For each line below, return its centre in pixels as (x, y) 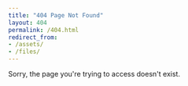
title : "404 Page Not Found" (56, 15)
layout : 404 (28, 23)
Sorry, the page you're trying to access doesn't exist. (94, 74)
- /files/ (24, 52)
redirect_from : (33, 37)
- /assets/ (26, 45)
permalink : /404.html (44, 30)
